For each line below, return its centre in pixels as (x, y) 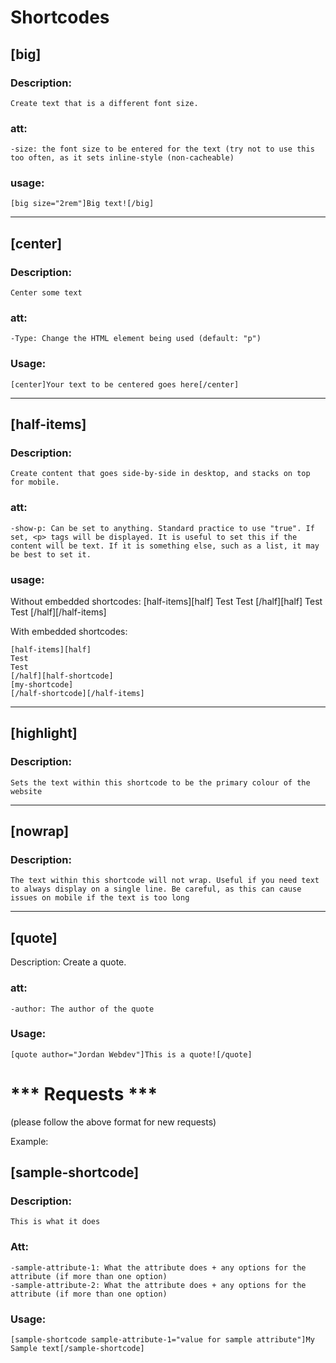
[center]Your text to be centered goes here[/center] (125, 384)
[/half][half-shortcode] (62, 676)
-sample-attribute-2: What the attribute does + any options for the (158, 1285)
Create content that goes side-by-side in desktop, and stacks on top (160, 474)
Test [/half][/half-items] (58, 612)
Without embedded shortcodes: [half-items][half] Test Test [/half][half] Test (166, 602)
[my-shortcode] (42, 685)
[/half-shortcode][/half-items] (77, 694)
